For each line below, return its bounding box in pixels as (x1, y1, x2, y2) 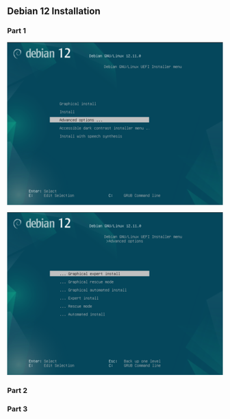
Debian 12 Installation (7, 5, 101, 17)
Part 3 (7, 404, 28, 414)
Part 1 (7, 26, 26, 36)
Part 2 (7, 386, 28, 396)
